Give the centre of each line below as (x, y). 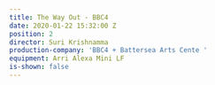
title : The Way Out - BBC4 (59, 17)
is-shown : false (39, 67)
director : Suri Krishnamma (59, 42)
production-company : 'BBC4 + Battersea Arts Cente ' (108, 50)
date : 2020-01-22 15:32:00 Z (63, 26)
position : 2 (31, 34)
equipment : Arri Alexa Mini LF (67, 58)
